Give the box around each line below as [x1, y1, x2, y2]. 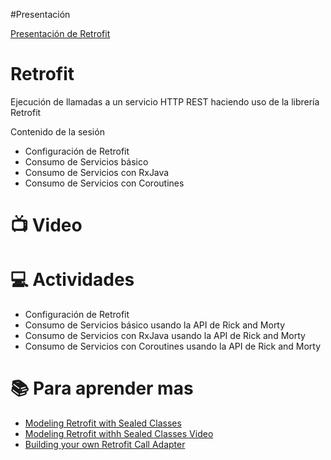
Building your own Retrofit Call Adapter [24, 439, 186, 450]
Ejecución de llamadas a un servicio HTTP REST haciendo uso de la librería [10, 95, 320, 108]
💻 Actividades [10, 269, 135, 291]
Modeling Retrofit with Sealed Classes [24, 417, 182, 429]
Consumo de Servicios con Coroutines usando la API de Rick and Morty [24, 340, 322, 353]
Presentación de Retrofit [10, 28, 111, 39]
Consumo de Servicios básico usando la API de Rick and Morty [24, 319, 286, 331]
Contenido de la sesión [10, 125, 105, 138]
